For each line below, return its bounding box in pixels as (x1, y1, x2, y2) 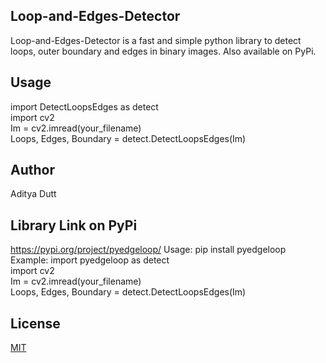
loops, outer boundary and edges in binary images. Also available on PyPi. (10, 45, 317, 57)
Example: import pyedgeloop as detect (10, 254, 170, 266)
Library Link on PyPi (10, 217, 138, 234)
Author (10, 162, 55, 179)
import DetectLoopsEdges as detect (10, 100, 159, 113)
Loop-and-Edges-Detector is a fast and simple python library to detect (10, 34, 302, 46)
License (10, 315, 61, 332)
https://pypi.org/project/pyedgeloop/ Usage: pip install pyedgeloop (10, 244, 287, 256)
